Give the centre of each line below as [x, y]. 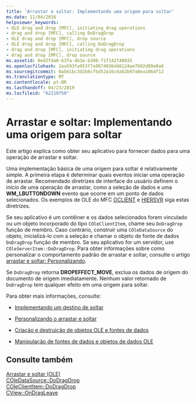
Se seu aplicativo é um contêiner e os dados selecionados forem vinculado [97, 217]
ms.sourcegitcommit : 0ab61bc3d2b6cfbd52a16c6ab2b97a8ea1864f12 [85, 71]
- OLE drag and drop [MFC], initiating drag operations [76, 28]
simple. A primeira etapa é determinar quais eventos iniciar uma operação [95, 175]
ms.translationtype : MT [35, 77]
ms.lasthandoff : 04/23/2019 [40, 88]
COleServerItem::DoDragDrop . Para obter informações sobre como [85, 248]
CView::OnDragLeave [32, 393]
